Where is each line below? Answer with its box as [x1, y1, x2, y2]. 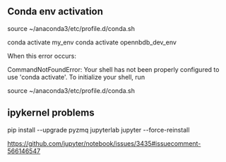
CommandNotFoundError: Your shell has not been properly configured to [7, 65, 220, 73]
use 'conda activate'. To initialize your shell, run [7, 73, 145, 81]
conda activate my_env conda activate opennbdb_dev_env [7, 38, 177, 46]
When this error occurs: [7, 51, 76, 60]
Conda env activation [7, 6, 104, 18]
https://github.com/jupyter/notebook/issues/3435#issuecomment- [7, 139, 201, 147]
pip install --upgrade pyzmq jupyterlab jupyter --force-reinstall [7, 125, 190, 134]
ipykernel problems [7, 107, 95, 119]
